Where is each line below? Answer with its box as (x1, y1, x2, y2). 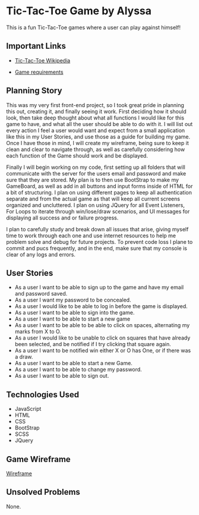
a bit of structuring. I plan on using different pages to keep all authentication (6, 189, 192, 196)
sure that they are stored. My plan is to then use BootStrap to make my (6, 176, 179, 183)
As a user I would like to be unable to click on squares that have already (14, 334, 191, 341)
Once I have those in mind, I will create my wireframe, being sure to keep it (6, 139, 189, 146)
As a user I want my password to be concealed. (14, 296, 132, 304)
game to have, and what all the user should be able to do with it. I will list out (6, 120, 193, 127)
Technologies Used (6, 390, 79, 400)
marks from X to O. (14, 328, 61, 335)
